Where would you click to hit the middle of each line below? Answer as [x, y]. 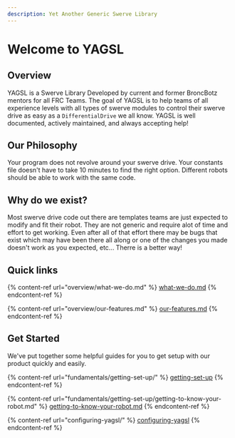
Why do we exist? [47, 200]
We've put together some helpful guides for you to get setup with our [109, 356]
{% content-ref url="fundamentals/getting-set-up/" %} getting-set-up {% [115, 377]
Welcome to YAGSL [66, 49]
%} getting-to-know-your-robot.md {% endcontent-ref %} [124, 406]
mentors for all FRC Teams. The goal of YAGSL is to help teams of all [108, 100]
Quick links [33, 270]
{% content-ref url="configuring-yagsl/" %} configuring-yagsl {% [104, 420]
